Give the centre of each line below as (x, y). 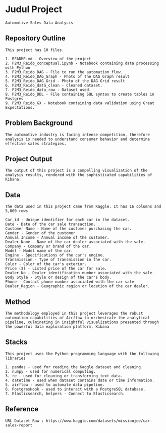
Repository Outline (35, 38)
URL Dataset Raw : (24, 421)
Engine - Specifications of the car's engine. (55, 255)
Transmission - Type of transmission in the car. (59, 260)
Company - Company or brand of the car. (48, 246)
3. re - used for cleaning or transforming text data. (64, 376)
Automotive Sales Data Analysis (39, 23)
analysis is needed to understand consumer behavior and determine (78, 139)
